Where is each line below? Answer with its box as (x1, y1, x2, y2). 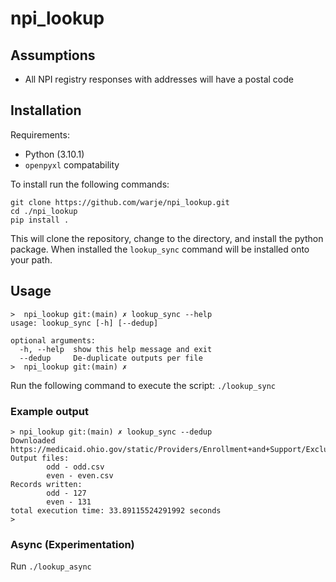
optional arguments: (10, 335, 97, 346)
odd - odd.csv (46, 462, 105, 472)
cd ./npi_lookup (10, 206, 78, 216)
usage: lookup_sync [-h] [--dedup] (10, 318, 159, 328)
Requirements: (10, 128, 70, 141)
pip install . (10, 215, 70, 225)
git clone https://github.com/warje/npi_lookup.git (10, 197, 230, 207)
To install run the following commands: (10, 178, 170, 190)
